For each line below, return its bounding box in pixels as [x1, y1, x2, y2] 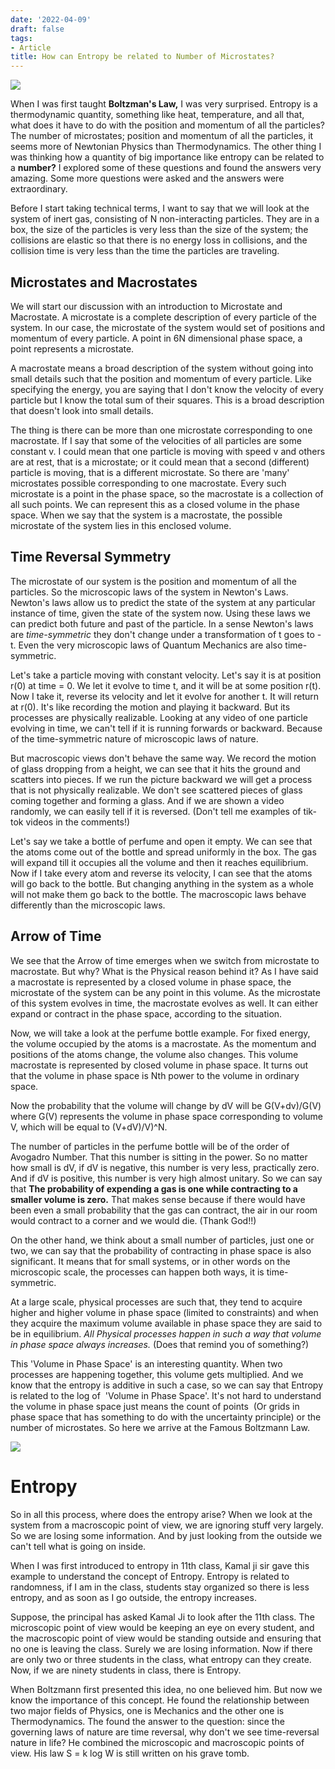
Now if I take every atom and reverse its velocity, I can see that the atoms [10, 867, 313, 879]
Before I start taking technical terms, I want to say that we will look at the [10, 202, 310, 215]
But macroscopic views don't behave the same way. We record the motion [10, 752, 317, 764]
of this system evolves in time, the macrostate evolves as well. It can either [10, 997, 319, 1009]
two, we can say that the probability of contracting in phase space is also [10, 1244, 312, 1256]
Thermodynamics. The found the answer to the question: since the [10, 1715, 285, 1727]
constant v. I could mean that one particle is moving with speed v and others [10, 445, 326, 457]
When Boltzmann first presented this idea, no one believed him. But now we [10, 1683, 323, 1695]
